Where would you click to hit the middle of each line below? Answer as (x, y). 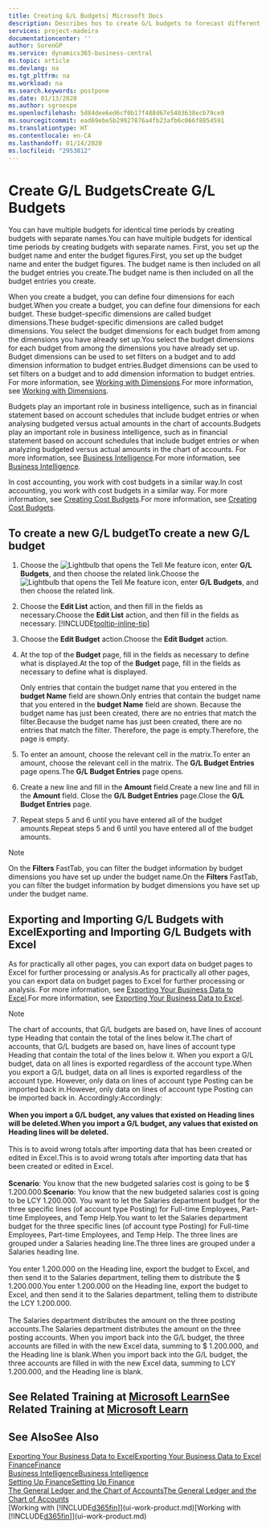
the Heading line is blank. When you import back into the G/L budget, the (128, 1354)
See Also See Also (53, 1437)
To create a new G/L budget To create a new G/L (129, 533)
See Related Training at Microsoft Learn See (119, 1397)
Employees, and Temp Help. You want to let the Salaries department (136, 1217)
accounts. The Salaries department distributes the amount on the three (125, 1328)
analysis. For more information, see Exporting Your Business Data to (121, 989)
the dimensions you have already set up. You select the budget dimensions (131, 340)
